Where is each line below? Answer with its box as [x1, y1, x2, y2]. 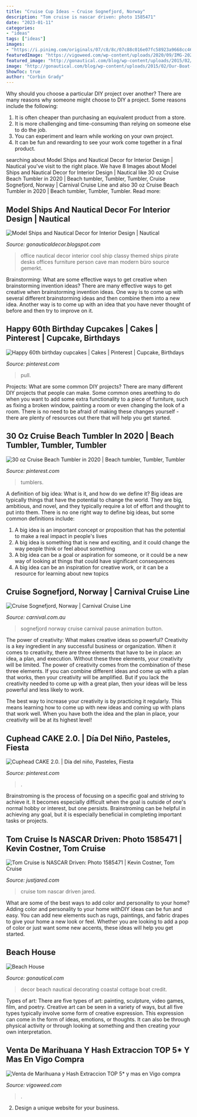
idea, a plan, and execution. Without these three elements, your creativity [6, 655, 183, 662]
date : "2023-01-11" [6, 19, 54, 25]
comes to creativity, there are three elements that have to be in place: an [6, 649, 181, 656]
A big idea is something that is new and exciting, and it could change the [14, 539, 190, 546]
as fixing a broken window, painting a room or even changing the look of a [6, 401, 185, 408]
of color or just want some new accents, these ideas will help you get [6, 925, 174, 931]
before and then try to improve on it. [6, 307, 94, 314]
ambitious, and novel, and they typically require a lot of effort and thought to [6, 502, 191, 509]
